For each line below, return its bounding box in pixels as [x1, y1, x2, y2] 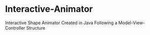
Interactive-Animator [5, 3, 93, 15]
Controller [5, 25, 26, 31]
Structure [26, 25, 46, 31]
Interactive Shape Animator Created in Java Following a [5, 20, 118, 26]
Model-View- [118, 20, 145, 26]
